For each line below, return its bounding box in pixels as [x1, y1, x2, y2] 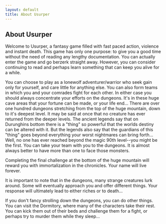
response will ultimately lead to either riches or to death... [5, 188, 123, 194]
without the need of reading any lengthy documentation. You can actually [5, 54, 156, 60]
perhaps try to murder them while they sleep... [5, 214, 100, 220]
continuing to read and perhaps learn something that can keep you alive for [5, 64, 160, 70]
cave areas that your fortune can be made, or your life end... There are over [5, 100, 160, 107]
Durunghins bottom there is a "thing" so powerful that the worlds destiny [5, 121, 154, 127]
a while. [5, 70, 21, 76]
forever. [5, 168, 21, 174]
